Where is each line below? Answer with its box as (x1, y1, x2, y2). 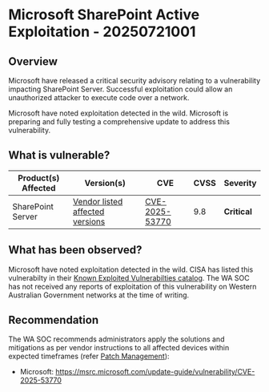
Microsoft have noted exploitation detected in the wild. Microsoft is (8, 108, 229, 118)
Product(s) (18, 172, 60, 184)
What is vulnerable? (8, 148, 110, 162)
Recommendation (8, 313, 98, 327)
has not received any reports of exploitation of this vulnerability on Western (8, 281, 257, 291)
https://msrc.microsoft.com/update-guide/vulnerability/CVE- (55, 367, 255, 377)
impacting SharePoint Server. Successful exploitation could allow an (8, 84, 233, 94)
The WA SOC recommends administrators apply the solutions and (8, 334, 225, 344)
